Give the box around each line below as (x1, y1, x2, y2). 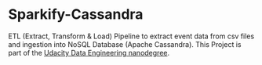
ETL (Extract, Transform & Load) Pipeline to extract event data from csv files (8, 31, 255, 41)
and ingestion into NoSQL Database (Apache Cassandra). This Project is (8, 39, 242, 49)
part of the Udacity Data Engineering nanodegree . (8, 48, 170, 57)
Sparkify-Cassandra (8, 5, 144, 23)
